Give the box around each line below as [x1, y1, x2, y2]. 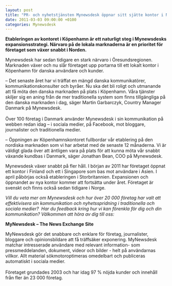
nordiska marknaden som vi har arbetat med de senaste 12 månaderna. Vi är [5, 142, 166, 148]
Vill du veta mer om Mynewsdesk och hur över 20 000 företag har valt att [5, 195, 161, 201]
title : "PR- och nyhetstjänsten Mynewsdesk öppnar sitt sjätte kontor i [5, 12, 164, 17]
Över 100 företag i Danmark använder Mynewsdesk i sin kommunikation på [5, 116, 164, 122]
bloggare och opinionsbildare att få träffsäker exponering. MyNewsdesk [5, 237, 157, 243]
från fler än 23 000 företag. [5, 275, 63, 281]
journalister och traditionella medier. [5, 127, 81, 133]
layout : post [5, 7, 33, 13]
